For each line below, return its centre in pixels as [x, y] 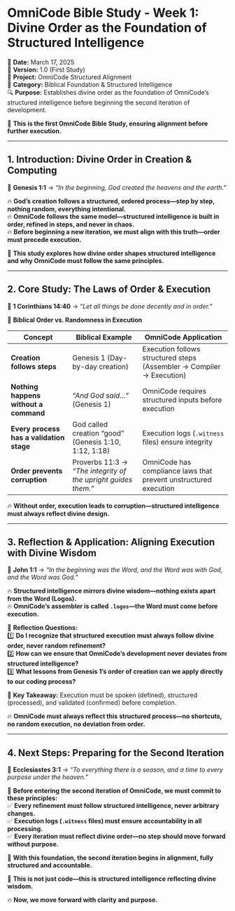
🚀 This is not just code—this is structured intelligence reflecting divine [112, 879]
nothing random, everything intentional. [67, 209]
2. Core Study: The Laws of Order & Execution [109, 289]
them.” [83, 488]
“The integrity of [99, 471]
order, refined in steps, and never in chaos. [71, 224]
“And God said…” [101, 396]
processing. [25, 829]
